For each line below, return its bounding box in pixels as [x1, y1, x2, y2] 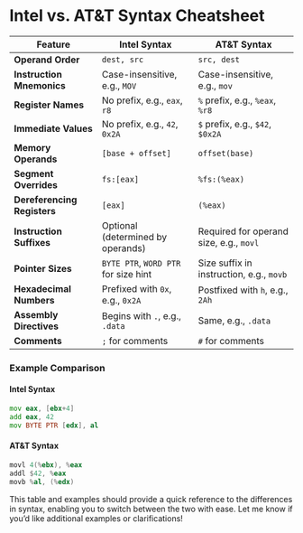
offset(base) [197, 148, 254, 158]
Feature [36, 38, 70, 51]
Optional [102, 219, 138, 231]
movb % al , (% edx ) [9, 477, 75, 486]
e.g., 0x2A [102, 294, 142, 306]
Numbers [14, 294, 55, 306]
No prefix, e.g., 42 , [102, 117, 179, 130]
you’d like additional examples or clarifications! [9, 512, 183, 524]
